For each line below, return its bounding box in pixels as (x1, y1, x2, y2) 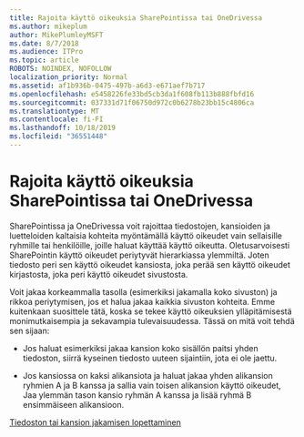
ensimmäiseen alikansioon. (22, 399, 125, 410)
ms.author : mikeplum (9, 22, 88, 31)
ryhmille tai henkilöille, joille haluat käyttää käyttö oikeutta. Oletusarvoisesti (9, 239, 290, 250)
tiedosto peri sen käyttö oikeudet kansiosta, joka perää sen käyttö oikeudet (9, 259, 291, 269)
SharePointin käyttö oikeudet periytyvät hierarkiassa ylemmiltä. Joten (9, 249, 270, 260)
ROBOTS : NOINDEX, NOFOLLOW (9, 65, 112, 74)
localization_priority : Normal (9, 73, 128, 82)
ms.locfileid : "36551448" (9, 132, 107, 141)
